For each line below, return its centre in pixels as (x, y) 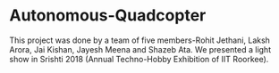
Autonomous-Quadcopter (108, 16)
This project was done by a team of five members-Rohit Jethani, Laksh (140, 40)
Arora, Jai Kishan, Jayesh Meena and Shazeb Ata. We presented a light (140, 49)
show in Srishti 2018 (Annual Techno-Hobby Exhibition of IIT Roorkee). (139, 59)
